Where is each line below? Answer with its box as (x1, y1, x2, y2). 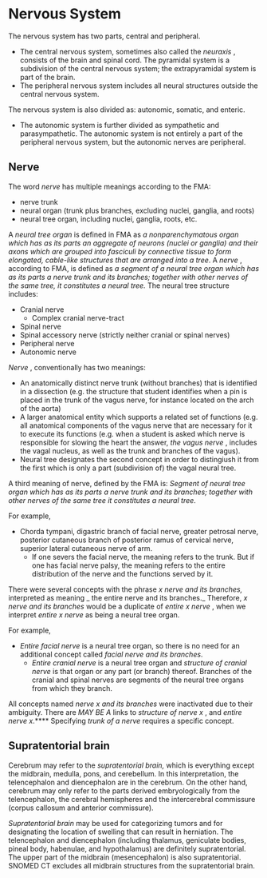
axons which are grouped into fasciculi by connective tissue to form (8, 246, 232, 256)
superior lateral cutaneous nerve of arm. (19, 543, 153, 553)
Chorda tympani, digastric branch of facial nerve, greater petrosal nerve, (19, 526, 259, 536)
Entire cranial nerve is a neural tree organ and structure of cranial (31, 657, 247, 668)
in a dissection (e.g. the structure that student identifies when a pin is (19, 386, 248, 396)
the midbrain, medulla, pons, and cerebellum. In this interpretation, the (8, 768, 239, 778)
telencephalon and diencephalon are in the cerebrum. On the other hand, (8, 777, 248, 787)
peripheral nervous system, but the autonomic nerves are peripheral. (19, 137, 246, 146)
